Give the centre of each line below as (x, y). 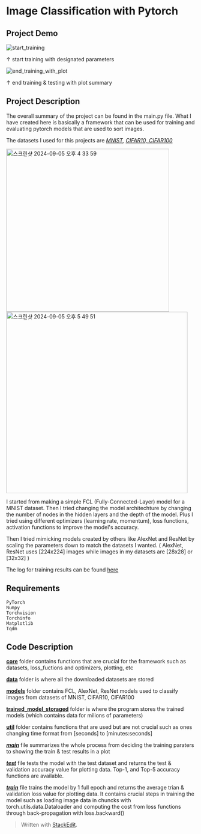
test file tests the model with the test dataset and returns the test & (89, 763)
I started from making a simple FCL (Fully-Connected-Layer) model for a (95, 501)
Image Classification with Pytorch (92, 11)
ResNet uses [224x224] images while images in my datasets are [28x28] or (100, 552)
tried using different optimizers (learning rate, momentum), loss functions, (97, 520)
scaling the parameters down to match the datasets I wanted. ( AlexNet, (95, 545)
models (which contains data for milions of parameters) (75, 716)
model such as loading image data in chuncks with (69, 800)
